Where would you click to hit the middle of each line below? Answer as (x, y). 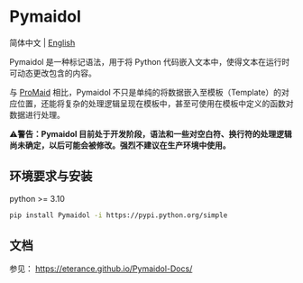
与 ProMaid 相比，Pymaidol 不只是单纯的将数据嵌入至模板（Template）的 (146, 92)
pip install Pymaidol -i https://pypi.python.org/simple (119, 215)
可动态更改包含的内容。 (53, 73)
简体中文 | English (42, 42)
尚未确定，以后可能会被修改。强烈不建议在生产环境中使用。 (120, 145)
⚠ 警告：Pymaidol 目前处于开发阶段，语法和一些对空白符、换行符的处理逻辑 (151, 133)
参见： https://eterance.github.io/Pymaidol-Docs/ (101, 269)
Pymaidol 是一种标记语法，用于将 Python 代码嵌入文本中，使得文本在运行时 (150, 61)
